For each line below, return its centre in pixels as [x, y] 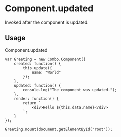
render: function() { [36, 99]
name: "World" [46, 72]
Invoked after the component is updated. [47, 22]
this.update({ [38, 68]
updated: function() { [38, 85]
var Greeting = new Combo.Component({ [45, 59]
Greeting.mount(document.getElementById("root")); [59, 129]
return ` [32, 103]
